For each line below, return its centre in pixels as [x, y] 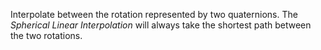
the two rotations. [46, 35]
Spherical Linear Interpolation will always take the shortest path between [161, 25]
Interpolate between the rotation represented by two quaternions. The [154, 14]
